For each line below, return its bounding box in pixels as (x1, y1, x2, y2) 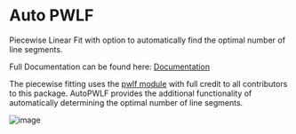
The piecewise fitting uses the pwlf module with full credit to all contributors (9, 78, 288, 89)
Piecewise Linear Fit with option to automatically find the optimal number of (9, 35, 286, 45)
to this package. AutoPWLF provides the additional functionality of (9, 88, 252, 99)
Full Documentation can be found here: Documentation (9, 61, 211, 72)
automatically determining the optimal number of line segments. (9, 97, 244, 107)
